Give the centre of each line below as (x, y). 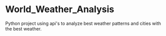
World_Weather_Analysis (60, 9)
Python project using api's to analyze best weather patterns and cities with (83, 23)
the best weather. (24, 28)
